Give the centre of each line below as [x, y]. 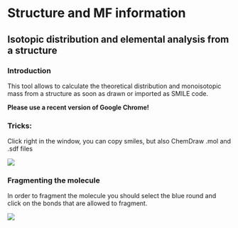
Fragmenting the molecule [54, 180]
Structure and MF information [97, 13]
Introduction [29, 70]
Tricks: [20, 126]
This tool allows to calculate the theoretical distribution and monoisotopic [114, 86]
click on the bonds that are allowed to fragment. [77, 203]
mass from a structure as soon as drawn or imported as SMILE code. [108, 93]
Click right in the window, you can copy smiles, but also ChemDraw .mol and [119, 141]
